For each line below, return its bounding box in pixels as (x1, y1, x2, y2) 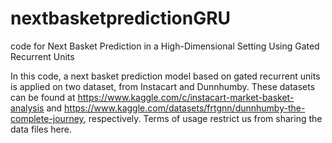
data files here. (10, 123, 73, 135)
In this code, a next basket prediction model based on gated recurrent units (10, 70, 321, 82)
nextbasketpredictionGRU (10, 7, 232, 30)
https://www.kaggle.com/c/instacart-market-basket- (77, 91, 295, 103)
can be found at (10, 91, 76, 103)
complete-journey (10, 112, 84, 124)
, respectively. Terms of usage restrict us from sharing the (83, 112, 323, 124)
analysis (10, 102, 45, 114)
